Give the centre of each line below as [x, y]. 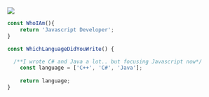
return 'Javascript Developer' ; [67, 30]
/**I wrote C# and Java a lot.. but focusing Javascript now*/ [108, 61]
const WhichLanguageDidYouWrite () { [61, 49]
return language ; [45, 81]
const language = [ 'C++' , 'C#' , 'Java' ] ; [81, 68]
